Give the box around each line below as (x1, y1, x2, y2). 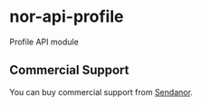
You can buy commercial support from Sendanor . (9, 86, 193, 97)
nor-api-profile (9, 6, 124, 27)
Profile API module (9, 36, 79, 47)
